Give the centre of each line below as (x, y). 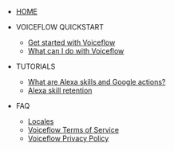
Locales (41, 121)
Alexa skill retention (60, 90)
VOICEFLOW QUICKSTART (60, 27)
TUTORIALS (36, 66)
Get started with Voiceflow (71, 42)
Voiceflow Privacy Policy (68, 138)
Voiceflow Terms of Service (73, 130)
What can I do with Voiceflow (76, 51)
